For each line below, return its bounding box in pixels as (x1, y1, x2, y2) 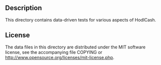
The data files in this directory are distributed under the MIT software (5, 44, 146, 50)
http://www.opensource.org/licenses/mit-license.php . (5, 54, 115, 60)
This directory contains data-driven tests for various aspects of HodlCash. (5, 17, 157, 22)
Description (5, 4, 42, 12)
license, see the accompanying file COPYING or (5, 49, 103, 55)
